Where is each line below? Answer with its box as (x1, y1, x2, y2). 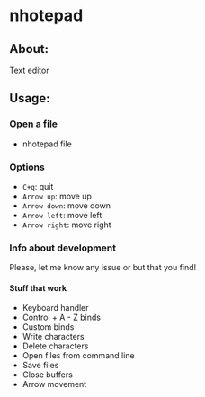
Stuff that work (9, 282, 67, 293)
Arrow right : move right (22, 219, 111, 230)
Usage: (9, 91, 51, 106)
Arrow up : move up (22, 190, 92, 201)
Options (9, 161, 45, 173)
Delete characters (22, 340, 89, 351)
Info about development (9, 242, 117, 254)
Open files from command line (22, 350, 135, 361)
